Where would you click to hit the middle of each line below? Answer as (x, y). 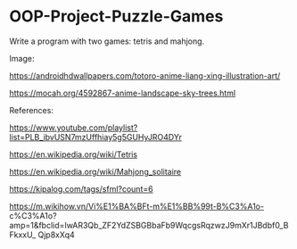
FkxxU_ (23, 235)
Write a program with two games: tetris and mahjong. (107, 41)
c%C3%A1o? (33, 215)
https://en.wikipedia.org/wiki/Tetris (74, 154)
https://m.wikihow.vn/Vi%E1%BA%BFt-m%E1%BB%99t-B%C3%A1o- (137, 206)
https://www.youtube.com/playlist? (74, 128)
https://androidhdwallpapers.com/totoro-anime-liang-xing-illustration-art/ (145, 75)
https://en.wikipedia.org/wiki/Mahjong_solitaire (95, 171)
